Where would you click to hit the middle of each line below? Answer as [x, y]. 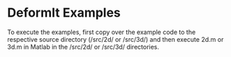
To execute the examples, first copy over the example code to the [102, 32]
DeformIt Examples [64, 13]
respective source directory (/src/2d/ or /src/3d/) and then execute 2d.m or [115, 39]
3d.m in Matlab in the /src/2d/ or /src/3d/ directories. [83, 47]
